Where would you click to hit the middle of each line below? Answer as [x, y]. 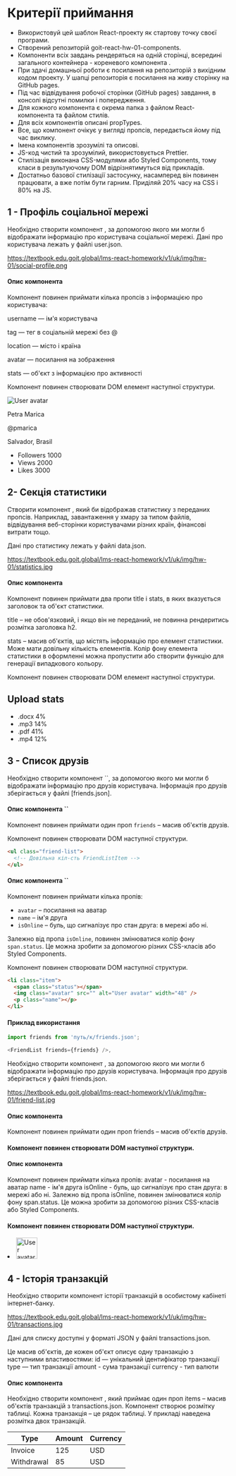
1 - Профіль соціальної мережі [78, 212]
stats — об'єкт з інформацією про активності [75, 373]
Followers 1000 [39, 455]
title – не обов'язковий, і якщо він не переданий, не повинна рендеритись [118, 620]
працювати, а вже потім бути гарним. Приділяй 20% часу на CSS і [118, 182]
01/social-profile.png [38, 265]
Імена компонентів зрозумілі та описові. [78, 145]
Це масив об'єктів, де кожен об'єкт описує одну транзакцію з [100, 1351]
